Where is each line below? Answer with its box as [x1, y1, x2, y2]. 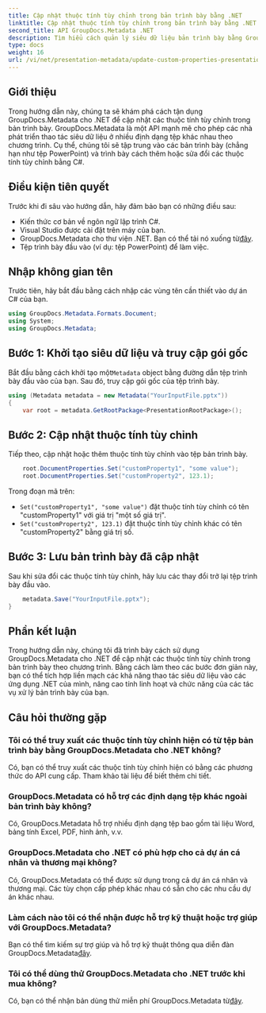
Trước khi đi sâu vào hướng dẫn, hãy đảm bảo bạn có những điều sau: [8, 201, 237, 211]
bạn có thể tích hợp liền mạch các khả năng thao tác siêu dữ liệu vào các [8, 671, 247, 680]
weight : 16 [8, 48, 44, 56]
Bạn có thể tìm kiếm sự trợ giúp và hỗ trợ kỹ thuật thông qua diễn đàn [8, 939, 234, 949]
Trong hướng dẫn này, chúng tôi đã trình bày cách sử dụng [8, 645, 199, 655]
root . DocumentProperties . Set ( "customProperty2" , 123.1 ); [22, 472, 215, 481]
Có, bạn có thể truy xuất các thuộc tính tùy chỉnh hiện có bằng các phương [8, 763, 253, 771]
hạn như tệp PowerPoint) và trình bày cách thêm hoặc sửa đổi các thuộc [8, 149, 245, 158]
